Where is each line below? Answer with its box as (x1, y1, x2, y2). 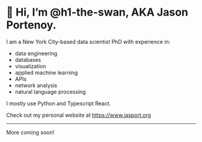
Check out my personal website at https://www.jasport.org (6, 111, 151, 119)
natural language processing (14, 88, 86, 95)
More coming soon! (6, 129, 55, 136)
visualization (14, 63, 46, 70)
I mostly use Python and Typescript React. (6, 99, 111, 107)
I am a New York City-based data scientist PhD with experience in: (6, 38, 171, 45)
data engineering (14, 49, 58, 57)
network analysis (14, 81, 58, 89)
